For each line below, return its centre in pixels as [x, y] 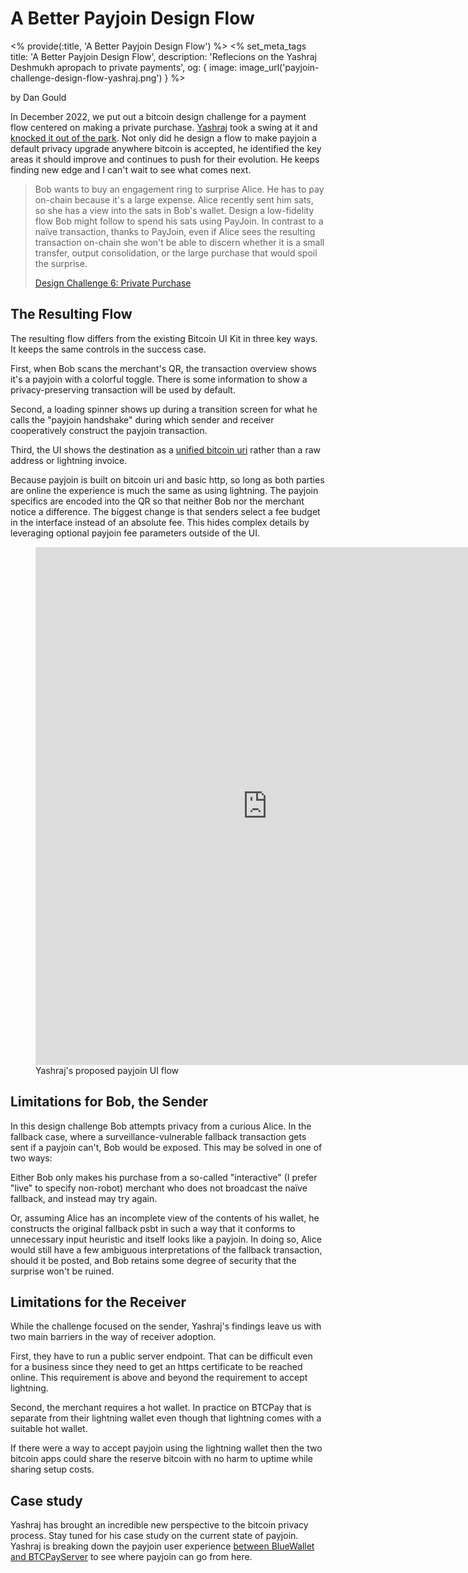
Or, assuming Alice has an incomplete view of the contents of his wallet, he [165, 1218]
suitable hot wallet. [49, 1429]
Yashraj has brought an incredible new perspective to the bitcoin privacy [159, 1525]
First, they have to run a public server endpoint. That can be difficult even [161, 1356]
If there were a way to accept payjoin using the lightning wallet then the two [166, 1448]
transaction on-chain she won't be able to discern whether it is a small [179, 242]
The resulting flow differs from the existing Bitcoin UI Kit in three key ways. [164, 338]
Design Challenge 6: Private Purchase [113, 283]
